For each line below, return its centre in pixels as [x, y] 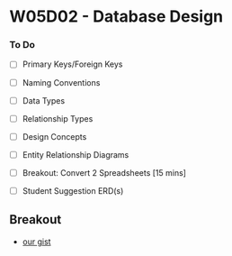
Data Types [44, 100]
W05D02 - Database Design [116, 17]
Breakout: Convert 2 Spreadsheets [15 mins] [104, 172]
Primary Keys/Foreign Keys [72, 64]
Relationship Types [58, 118]
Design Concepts [54, 136]
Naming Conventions [61, 82]
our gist [36, 242]
